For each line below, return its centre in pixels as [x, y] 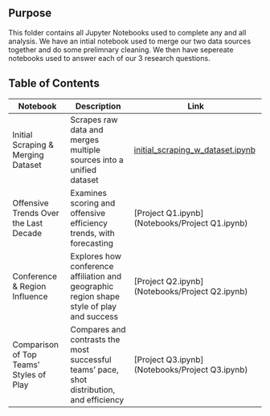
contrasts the [95, 339]
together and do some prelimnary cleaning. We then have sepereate [121, 49]
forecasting [92, 243]
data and [87, 129]
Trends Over [36, 213]
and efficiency [97, 399]
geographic [92, 286]
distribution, [93, 389]
